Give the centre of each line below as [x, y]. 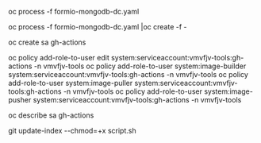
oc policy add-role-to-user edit [59, 58]
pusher [20, 100]
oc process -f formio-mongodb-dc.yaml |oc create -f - [98, 27]
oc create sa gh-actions [47, 42]
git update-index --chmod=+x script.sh [72, 131]
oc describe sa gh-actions [51, 115]
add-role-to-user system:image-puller [71, 83]
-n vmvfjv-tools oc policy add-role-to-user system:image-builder [140, 66]
